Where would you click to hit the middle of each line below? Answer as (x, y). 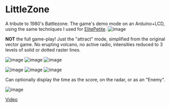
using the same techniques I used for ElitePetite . (56, 29)
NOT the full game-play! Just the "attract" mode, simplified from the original (85, 39)
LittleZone (27, 9)
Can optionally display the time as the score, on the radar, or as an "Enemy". (85, 79)
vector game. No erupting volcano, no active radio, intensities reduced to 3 (84, 44)
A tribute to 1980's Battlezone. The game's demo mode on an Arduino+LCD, (85, 24)
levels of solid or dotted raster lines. (43, 50)
